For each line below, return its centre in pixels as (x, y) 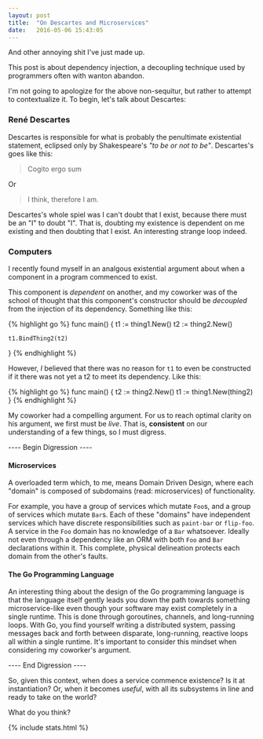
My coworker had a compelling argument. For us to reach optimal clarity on (130, 415)
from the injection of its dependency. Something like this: (100, 309)
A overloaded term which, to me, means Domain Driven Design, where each (131, 483)
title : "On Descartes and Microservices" (79, 23)
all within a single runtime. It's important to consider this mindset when (122, 642)
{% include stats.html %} (48, 728)
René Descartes (39, 120)
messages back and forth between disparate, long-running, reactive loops (128, 634)
